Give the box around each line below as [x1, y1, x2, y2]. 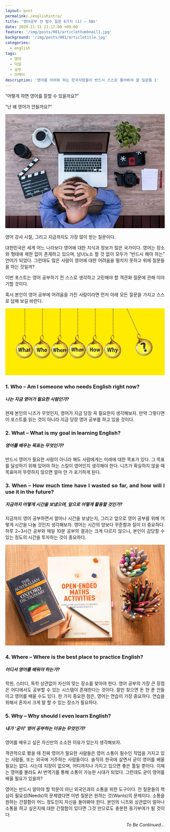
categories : [5, 41, 30, 46]
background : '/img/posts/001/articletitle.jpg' [5, 35, 108, 40]
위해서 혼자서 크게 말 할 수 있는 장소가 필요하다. [5, 699, 99, 705]
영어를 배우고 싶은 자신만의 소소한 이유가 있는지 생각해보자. [5, 739, 121, 745]
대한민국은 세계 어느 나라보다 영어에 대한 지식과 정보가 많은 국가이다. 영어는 [5, 244, 155, 250]
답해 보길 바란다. [10, 298, 43, 304]
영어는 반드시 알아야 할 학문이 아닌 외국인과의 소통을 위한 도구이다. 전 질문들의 [5, 786, 160, 792]
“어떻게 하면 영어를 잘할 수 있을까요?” [5, 93, 79, 99]
